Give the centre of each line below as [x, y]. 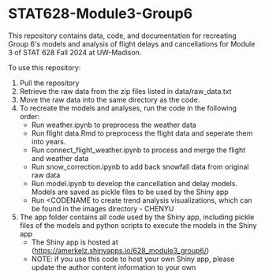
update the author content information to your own [114, 267]
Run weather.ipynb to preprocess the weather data [114, 125]
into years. [49, 141]
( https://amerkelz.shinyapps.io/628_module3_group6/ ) [120, 250]
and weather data [60, 158]
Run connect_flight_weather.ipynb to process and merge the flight [138, 150]
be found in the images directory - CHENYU [103, 208]
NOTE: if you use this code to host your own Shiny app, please [133, 259]
